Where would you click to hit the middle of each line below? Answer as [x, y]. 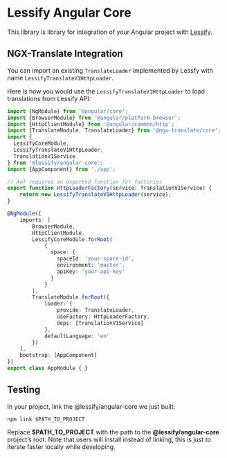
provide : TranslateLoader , [96, 310]
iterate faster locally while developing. [61, 447]
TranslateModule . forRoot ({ [71, 297]
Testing [24, 390]
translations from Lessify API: [49, 98]
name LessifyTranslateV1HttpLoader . [60, 78]
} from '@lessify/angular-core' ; [55, 163]
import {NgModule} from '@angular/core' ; [68, 111]
